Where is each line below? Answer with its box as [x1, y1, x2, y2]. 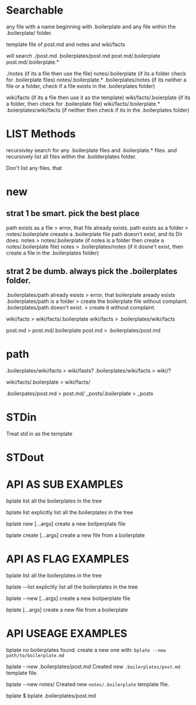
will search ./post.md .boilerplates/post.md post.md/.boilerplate [6, 52, 161, 59]
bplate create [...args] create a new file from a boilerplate [6, 531, 145, 538]
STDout [6, 451, 44, 464]
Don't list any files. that [6, 164, 62, 171]
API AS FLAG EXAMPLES [6, 552, 129, 566]
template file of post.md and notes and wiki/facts [6, 41, 126, 48]
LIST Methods [6, 128, 76, 141]
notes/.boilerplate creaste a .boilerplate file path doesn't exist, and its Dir [6, 230, 183, 237]
